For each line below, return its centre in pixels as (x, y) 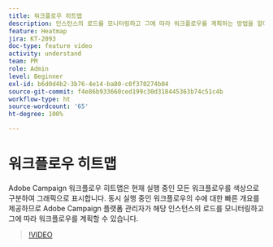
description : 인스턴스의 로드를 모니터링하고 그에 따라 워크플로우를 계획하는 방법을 (131, 24)
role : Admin (28, 69)
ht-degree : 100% (36, 115)
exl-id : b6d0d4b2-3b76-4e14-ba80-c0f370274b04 (89, 84)
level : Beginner (36, 76)
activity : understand (45, 54)
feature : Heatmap (38, 31)
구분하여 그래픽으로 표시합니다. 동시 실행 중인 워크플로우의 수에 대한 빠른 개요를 (134, 198)
